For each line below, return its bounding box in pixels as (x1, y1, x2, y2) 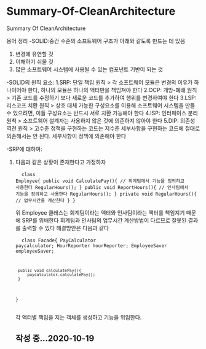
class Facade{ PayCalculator (21, 237, 97, 244)
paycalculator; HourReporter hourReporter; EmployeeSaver (15, 242, 167, 249)
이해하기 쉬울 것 (15, 58, 53, 65)
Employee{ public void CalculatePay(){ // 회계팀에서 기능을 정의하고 (15, 178, 184, 184)
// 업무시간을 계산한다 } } (15, 198, 76, 204)
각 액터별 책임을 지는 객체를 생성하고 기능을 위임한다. (15, 313, 142, 321)
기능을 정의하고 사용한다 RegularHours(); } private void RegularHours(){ (15, 191, 197, 197)
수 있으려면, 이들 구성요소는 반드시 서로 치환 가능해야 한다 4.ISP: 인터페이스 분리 (6, 109, 198, 117)
